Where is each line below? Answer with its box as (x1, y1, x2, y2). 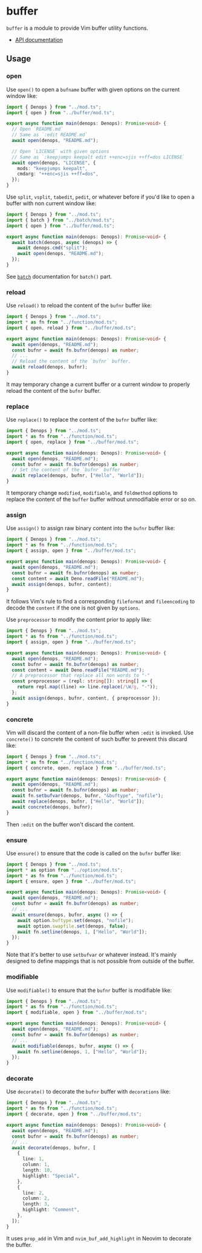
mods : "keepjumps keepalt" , (17, 165, 88, 171)
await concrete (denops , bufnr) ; (11, 804, 94, 810)
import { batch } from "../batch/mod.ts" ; (6, 217, 115, 223)
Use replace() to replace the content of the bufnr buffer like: (6, 416, 158, 423)
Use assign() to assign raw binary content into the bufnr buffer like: (6, 525, 175, 532)
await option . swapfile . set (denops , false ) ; (17, 923, 129, 929)
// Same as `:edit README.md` (11, 132, 88, 138)
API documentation (15, 36, 64, 43)
